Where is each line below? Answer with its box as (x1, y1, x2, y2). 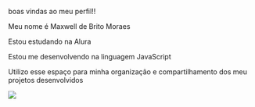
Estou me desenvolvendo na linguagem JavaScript (8, 52, 171, 61)
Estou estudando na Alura (8, 37, 92, 46)
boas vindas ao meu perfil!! (8, 7, 96, 16)
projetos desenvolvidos (8, 76, 84, 84)
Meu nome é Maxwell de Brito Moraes (8, 22, 131, 30)
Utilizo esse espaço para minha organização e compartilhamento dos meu (8, 67, 248, 77)
